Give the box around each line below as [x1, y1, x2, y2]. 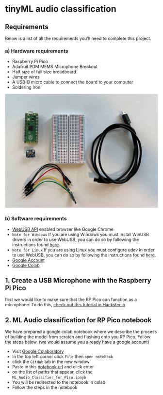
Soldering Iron [12, 84, 41, 90]
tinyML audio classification [5, 3, 116, 15]
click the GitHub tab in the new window [12, 359, 90, 364]
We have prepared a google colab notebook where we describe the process [5, 329, 157, 335]
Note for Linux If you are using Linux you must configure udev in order [12, 247, 155, 253]
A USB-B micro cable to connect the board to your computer [12, 79, 133, 85]
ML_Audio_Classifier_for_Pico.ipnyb [12, 375, 86, 380]
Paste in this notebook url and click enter [12, 364, 94, 370]
